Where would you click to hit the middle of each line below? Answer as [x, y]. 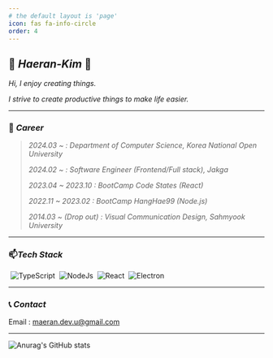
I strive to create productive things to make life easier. [99, 99]
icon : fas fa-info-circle [52, 24]
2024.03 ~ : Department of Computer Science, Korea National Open [143, 145]
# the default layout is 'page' [63, 16]
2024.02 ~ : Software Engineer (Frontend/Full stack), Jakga [128, 170]
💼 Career [26, 128]
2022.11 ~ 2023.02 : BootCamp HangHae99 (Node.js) [118, 201]
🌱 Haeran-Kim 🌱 [50, 64]
